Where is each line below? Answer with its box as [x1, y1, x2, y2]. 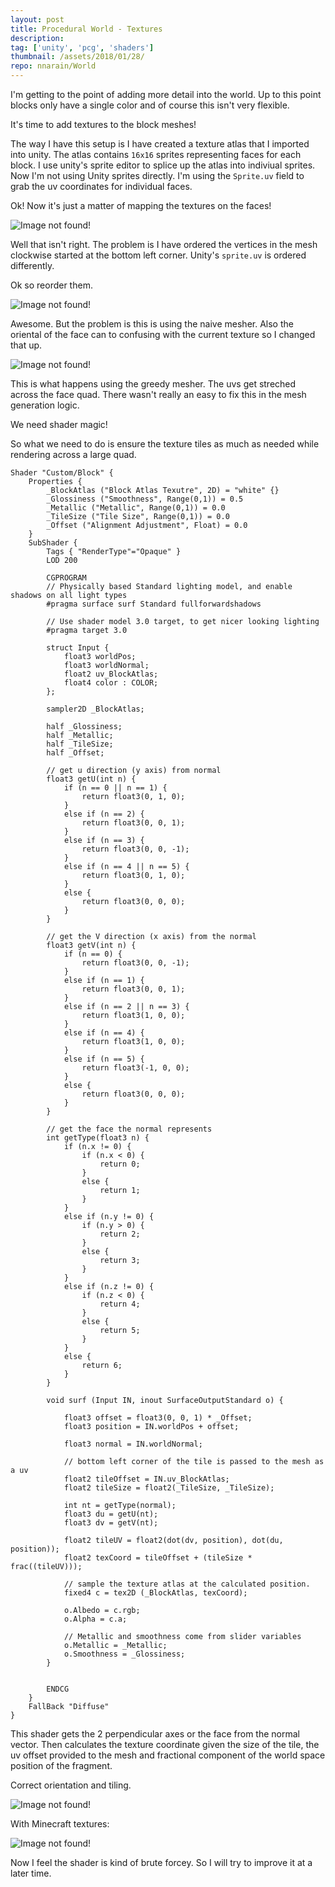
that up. [10, 339, 43, 351]
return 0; [99, 1159, 141, 1169]
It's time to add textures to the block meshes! [10, 119, 197, 130]
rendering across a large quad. [10, 449, 137, 460]
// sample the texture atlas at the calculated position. [63, 1579, 311, 1589]
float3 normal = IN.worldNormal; [63, 1439, 203, 1449]
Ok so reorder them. [10, 279, 93, 291]
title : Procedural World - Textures [10, 24, 163, 34]
